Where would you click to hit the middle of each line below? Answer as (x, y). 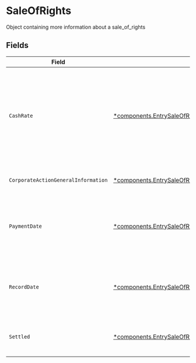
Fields (17, 45)
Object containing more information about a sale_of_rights (76, 27)
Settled (20, 337)
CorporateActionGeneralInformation (58, 180)
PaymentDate (26, 226)
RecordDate (24, 287)
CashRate (21, 116)
